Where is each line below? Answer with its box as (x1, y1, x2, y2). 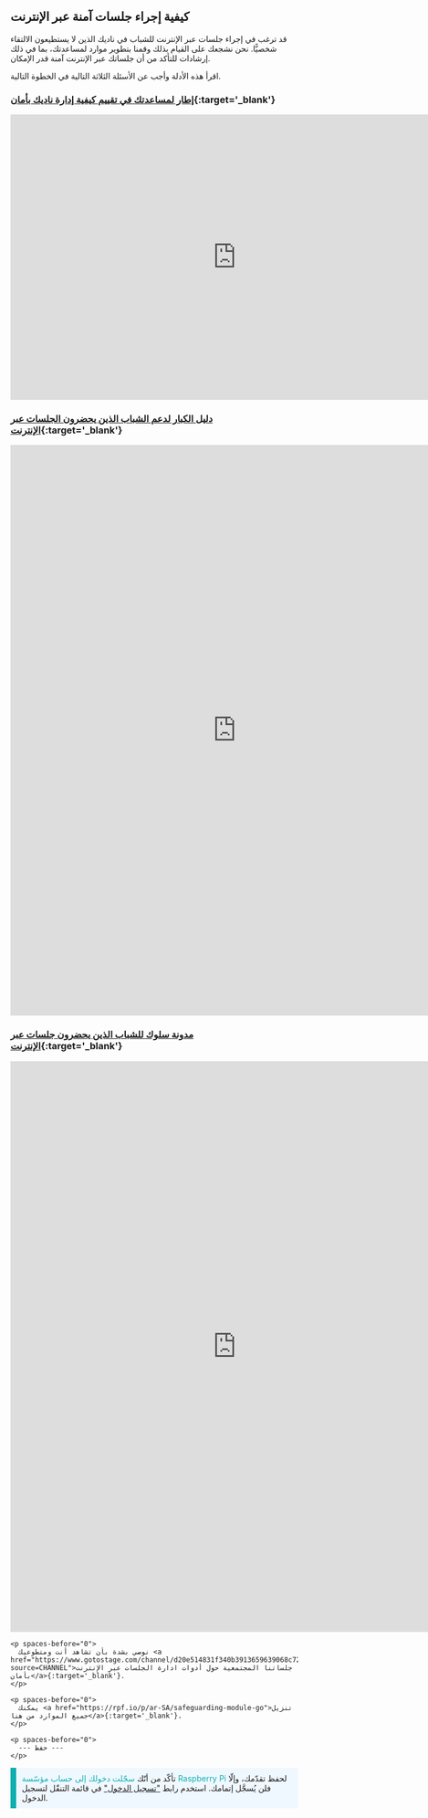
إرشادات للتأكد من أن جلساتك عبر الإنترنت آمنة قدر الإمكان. (10, 52, 211, 64)
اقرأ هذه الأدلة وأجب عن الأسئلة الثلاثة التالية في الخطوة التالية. (10, 70, 222, 81)
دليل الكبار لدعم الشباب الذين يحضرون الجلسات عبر (10, 413, 214, 426)
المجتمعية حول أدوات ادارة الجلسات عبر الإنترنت (75, 1663, 260, 1672)
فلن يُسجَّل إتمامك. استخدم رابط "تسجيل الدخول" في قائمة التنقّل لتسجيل (22, 1782, 272, 1793)
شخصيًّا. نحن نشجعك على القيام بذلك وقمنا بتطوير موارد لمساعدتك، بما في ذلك (10, 43, 277, 54)
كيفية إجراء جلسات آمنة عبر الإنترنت (10, 9, 190, 25)
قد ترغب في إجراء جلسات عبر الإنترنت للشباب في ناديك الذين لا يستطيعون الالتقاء (10, 33, 287, 44)
